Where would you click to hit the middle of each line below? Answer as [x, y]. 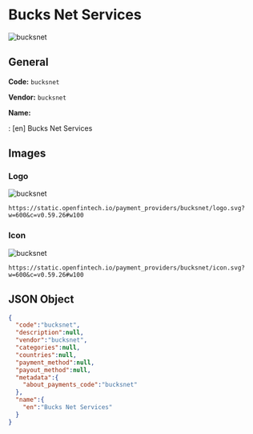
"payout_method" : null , [53, 370]
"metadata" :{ [37, 377]
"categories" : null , [48, 348]
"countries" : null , [46, 355]
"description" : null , [50, 333]
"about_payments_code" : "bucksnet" [80, 385]
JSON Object [41, 300]
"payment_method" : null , [55, 363]
